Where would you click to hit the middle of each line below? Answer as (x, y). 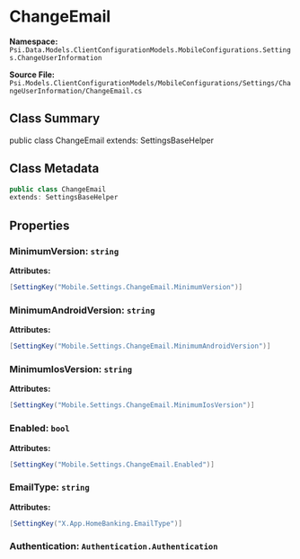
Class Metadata (54, 169)
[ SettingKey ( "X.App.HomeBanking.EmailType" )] (96, 523)
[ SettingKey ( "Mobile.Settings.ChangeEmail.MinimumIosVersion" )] (132, 405)
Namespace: (34, 41)
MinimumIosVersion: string (71, 368)
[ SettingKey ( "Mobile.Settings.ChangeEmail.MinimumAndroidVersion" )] (140, 346)
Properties (40, 225)
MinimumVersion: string (64, 251)
